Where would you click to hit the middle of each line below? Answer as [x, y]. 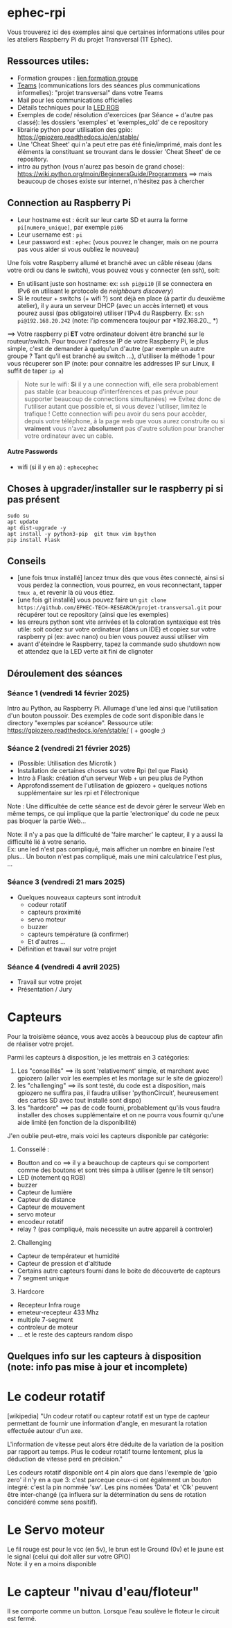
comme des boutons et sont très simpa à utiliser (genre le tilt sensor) [115, 1170]
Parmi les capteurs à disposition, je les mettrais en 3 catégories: [99, 1057]
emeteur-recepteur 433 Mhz [58, 1312]
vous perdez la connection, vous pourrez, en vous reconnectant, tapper [119, 585]
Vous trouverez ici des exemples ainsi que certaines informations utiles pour [116, 32]
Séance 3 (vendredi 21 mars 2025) [66, 882]
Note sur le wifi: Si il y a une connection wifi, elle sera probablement [121, 384]
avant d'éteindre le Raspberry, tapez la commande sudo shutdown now [119, 644]
